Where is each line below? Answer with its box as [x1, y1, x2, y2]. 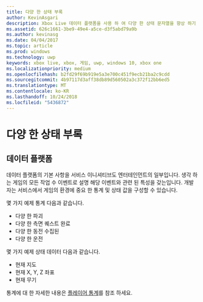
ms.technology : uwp [6, 54, 56, 60]
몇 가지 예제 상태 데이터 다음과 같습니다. [6, 248, 100, 255]
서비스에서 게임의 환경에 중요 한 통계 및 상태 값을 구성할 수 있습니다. [17, 186, 178, 194]
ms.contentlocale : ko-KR [6, 88, 69, 94]
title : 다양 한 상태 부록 [6, 9, 63, 15]
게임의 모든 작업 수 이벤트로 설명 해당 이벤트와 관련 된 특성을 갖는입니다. [12, 178, 183, 186]
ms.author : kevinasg [6, 32, 59, 38]
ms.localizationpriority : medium [6, 65, 91, 72]
